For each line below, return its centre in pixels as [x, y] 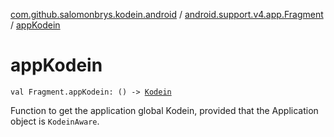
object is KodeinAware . [55, 121]
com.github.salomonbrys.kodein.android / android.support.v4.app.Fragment [167, 14]
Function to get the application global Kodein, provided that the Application [164, 110]
